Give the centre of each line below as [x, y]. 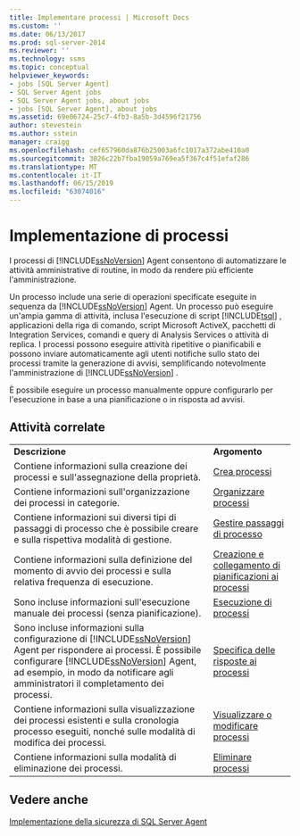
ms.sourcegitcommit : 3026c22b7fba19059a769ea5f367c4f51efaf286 [129, 158]
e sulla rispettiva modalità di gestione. [93, 539]
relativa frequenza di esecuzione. [83, 582]
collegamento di [247, 565]
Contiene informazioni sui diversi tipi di [95, 517]
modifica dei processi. [60, 742]
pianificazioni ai [246, 576]
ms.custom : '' [36, 26]
